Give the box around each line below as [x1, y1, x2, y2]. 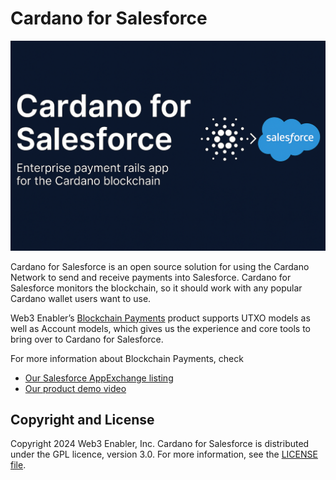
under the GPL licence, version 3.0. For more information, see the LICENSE [10, 448, 318, 461]
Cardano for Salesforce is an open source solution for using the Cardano [10, 260, 310, 272]
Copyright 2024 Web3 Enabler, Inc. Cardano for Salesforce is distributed [10, 438, 310, 450]
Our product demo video [24, 382, 127, 394]
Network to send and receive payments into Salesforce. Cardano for [10, 271, 292, 283]
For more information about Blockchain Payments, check [10, 352, 244, 364]
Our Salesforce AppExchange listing [24, 372, 174, 384]
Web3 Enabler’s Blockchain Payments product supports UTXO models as [10, 312, 311, 324]
